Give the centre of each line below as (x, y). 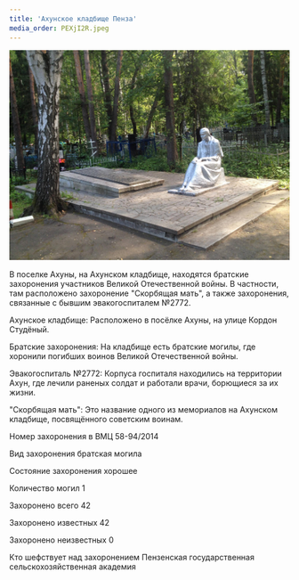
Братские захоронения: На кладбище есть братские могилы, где (133, 347)
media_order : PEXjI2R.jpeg (59, 28)
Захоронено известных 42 (59, 523)
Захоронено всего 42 (50, 505)
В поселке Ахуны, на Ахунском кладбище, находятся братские (129, 274)
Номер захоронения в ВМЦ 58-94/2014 (84, 436)
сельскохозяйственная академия (73, 567)
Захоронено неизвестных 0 (61, 540)
